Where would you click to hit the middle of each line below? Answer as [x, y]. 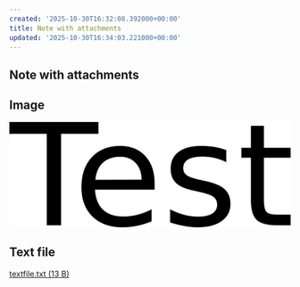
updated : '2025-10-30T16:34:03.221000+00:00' [95, 37]
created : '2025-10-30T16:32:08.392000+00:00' [95, 19]
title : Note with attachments [66, 28]
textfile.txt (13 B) [39, 274]
